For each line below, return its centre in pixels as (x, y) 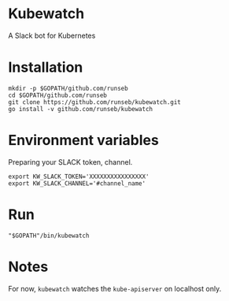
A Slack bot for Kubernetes (52, 35)
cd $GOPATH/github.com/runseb (58, 95)
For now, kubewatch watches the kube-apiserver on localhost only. (115, 288)
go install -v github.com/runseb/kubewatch (81, 109)
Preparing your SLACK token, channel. (70, 162)
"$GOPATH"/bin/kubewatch (49, 236)
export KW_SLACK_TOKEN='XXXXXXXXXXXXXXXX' (79, 177)
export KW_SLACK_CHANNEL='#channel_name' (77, 183)
